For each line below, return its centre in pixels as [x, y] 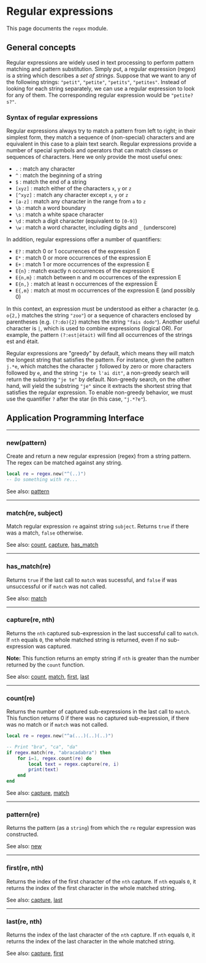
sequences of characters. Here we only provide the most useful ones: [94, 157]
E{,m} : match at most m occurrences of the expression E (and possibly [105, 290]
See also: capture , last [35, 900]
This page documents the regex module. [57, 28]
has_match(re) [29, 567]
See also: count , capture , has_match [52, 545]
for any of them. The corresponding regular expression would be [88, 95]
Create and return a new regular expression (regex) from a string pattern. [99, 456]
